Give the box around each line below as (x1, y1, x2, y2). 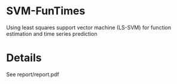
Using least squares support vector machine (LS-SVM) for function (6, 24, 172, 31)
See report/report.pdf (6, 70, 60, 78)
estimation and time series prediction (6, 30, 97, 37)
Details (6, 51, 42, 65)
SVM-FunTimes (6, 4, 86, 18)
